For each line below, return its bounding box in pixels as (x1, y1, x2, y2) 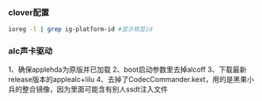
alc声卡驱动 (8, 46, 53, 57)
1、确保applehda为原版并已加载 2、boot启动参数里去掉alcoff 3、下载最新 (8, 65, 247, 74)
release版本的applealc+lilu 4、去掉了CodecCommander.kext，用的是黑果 (8, 75, 248, 84)
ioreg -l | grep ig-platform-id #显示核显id (8, 25, 153, 33)
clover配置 (8, 6, 50, 17)
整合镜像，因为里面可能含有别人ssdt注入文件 (21, 84, 169, 94)
